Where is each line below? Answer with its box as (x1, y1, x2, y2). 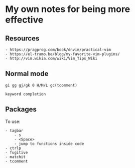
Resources (5, 34, 40, 42)
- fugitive (5, 150, 28, 155)
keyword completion (5, 91, 46, 96)
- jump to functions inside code (14, 141, 84, 146)
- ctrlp (5, 145, 22, 150)
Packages (5, 105, 37, 113)
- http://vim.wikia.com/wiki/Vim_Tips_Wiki (5, 56, 98, 61)
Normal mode (5, 69, 49, 78)
